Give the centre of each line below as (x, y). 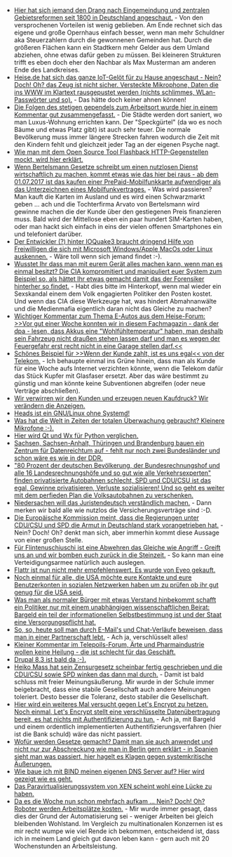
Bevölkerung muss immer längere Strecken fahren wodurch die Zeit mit (116, 137)
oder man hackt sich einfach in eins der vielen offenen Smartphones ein (118, 227)
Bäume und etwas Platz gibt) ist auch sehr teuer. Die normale (102, 130)
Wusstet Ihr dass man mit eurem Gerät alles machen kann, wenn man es (118, 264)
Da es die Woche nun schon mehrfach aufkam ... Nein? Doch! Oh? (109, 801)
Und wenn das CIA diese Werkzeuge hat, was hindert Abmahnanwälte (115, 301)
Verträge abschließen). (47, 391)
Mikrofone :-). (34, 428)
